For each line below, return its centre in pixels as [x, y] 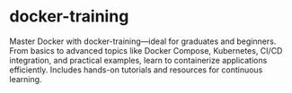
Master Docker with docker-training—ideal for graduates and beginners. [143, 41]
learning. [26, 79]
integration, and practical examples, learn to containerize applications [138, 60]
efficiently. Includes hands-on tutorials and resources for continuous [136, 70]
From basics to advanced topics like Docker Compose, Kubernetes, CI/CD [146, 50]
